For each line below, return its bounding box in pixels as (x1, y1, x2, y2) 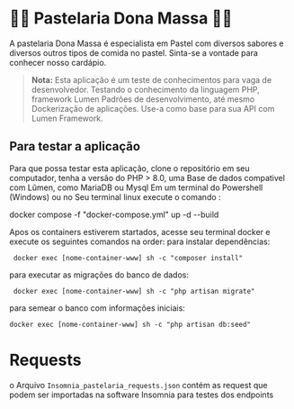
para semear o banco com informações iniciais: (9, 302, 186, 314)
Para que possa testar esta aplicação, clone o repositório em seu (9, 162, 250, 174)
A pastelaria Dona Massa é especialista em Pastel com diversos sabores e (9, 38, 285, 49)
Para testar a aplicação (9, 139, 141, 154)
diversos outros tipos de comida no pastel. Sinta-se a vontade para (9, 47, 259, 58)
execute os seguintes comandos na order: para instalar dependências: (9, 236, 271, 247)
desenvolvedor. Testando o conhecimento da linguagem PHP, (31, 84, 261, 95)
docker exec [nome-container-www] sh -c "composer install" (13, 253, 244, 262)
